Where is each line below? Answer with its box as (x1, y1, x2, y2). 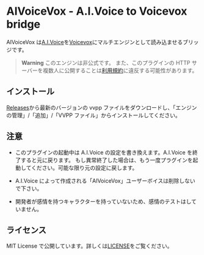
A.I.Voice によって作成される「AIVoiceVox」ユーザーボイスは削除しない (15, 177, 195, 185)
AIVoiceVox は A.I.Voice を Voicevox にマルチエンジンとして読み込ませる (6, 38, 183, 45)
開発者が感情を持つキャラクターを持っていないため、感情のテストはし (15, 197, 192, 205)
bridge (6, 17, 41, 31)
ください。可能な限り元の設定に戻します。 (31, 164, 138, 171)
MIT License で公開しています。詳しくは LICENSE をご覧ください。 (6, 242, 173, 249)
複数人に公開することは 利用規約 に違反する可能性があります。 (42, 66, 198, 74)
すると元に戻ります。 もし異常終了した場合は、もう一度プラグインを (20, 156, 193, 164)
